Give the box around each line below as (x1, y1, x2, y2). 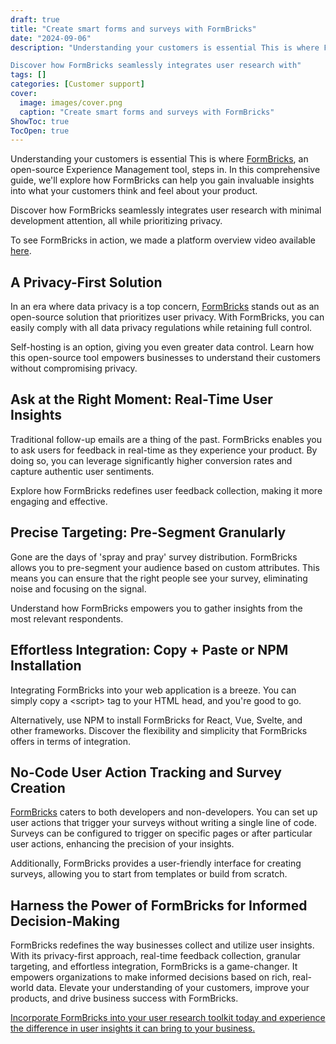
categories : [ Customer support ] (10, 79, 145, 90)
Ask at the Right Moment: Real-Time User (10, 391, 273, 408)
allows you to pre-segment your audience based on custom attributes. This (10, 561, 320, 573)
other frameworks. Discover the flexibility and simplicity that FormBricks (10, 724, 308, 736)
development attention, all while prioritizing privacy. (10, 215, 223, 227)
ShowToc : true (10, 116, 70, 126)
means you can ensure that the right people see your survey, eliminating (10, 572, 308, 584)
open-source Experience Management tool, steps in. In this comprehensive (10, 164, 321, 176)
